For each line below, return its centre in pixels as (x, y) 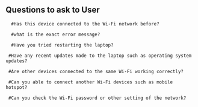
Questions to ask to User (53, 10)
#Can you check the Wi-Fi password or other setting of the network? (97, 98)
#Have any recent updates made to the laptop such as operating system (100, 56)
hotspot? (17, 87)
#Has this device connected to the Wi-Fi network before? (85, 24)
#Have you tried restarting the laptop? (62, 45)
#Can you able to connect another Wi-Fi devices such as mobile (90, 82)
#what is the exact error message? (56, 34)
